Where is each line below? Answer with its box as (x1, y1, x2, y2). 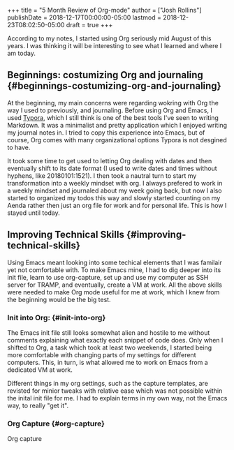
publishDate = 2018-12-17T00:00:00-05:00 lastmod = (7, 13, 162, 22)
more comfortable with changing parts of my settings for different (7, 350, 196, 359)
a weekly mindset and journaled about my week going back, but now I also (7, 186, 222, 195)
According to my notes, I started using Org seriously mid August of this (7, 34, 212, 43)
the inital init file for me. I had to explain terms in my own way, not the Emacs (7, 393, 228, 402)
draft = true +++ (66, 21, 113, 29)
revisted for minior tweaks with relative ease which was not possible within (7, 387, 223, 395)
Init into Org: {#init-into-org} (7, 313, 106, 322)
